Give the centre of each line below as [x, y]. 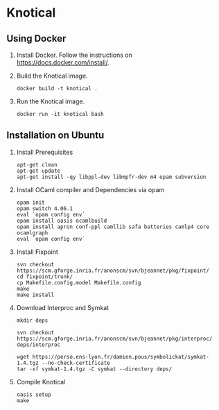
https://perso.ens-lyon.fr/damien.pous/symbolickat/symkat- [121, 357]
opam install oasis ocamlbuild [62, 221]
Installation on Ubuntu [55, 136]
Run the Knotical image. [50, 101]
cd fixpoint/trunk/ [45, 276]
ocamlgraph [32, 233]
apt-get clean [37, 164]
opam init [31, 203]
